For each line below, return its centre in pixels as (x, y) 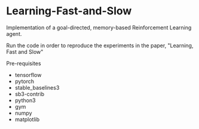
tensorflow (28, 75)
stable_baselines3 (37, 87)
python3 (25, 100)
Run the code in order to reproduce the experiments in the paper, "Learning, (100, 45)
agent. (14, 33)
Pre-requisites (24, 63)
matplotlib (27, 119)
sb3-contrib (30, 94)
